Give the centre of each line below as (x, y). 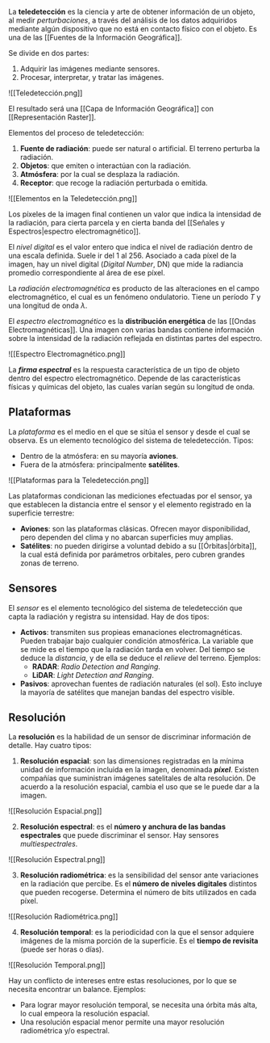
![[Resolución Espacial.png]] (55, 811)
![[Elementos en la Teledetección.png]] (73, 198)
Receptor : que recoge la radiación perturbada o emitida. (114, 183)
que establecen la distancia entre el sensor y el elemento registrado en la (130, 504)
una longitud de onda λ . (48, 305)
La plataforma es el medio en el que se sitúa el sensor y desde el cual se (129, 431)
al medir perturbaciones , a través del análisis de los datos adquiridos (123, 20)
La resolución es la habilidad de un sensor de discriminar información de (130, 737)
